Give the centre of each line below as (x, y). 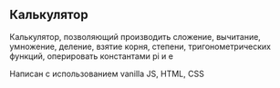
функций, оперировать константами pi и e (91, 56)
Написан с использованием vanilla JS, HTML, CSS (107, 73)
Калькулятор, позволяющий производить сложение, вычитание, (135, 36)
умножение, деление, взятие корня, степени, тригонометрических (140, 46)
